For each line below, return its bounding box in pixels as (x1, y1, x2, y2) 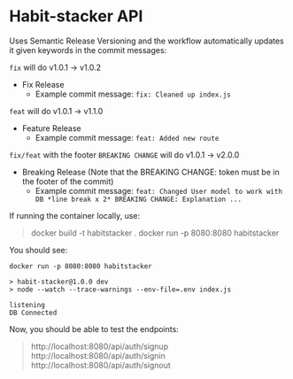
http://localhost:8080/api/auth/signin (30, 350, 166, 360)
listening (9, 300, 46, 309)
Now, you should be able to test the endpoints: (9, 323, 179, 334)
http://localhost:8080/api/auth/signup (30, 341, 169, 352)
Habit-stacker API (9, 6, 143, 27)
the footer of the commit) (21, 175, 114, 187)
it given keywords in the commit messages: (9, 44, 167, 55)
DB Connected (9, 308, 58, 317)
